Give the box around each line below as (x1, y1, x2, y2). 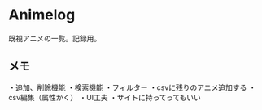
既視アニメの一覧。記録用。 (8, 33, 102, 43)
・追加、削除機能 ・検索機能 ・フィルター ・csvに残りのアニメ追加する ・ (8, 82, 256, 92)
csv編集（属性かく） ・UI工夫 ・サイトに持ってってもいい (8, 92, 202, 102)
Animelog (8, 6, 76, 24)
